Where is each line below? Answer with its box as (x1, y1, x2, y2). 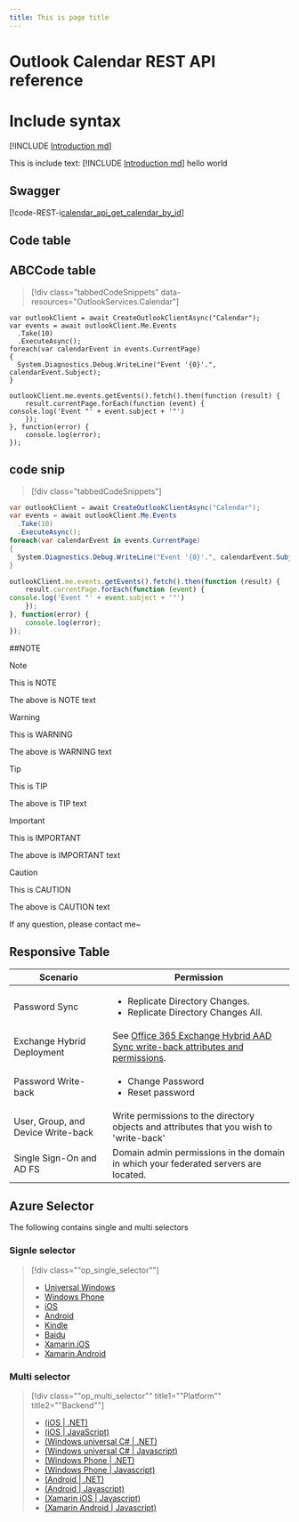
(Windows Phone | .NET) (44, 1454, 135, 1465)
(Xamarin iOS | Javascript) (44, 1493, 141, 1503)
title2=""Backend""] (30, 1399, 105, 1411)
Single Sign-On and (13, 1152, 97, 1164)
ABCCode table (9, 263, 96, 279)
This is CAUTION (9, 884, 71, 895)
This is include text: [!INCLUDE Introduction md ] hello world (9, 158, 228, 168)
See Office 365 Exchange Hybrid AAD (112, 1029, 272, 1041)
